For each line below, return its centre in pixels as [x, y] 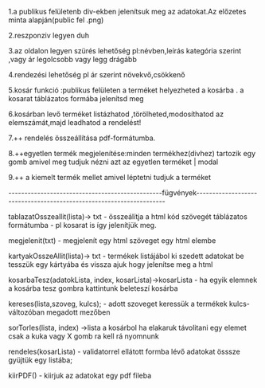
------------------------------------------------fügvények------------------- [133, 193]
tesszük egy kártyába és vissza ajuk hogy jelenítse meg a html [111, 265]
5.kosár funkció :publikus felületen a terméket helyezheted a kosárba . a [126, 90]
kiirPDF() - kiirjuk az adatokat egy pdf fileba [80, 375]
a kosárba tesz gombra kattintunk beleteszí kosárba [93, 288]
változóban [27, 312]
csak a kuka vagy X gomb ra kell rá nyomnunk [84, 336]
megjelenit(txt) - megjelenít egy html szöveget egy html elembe [112, 241]
